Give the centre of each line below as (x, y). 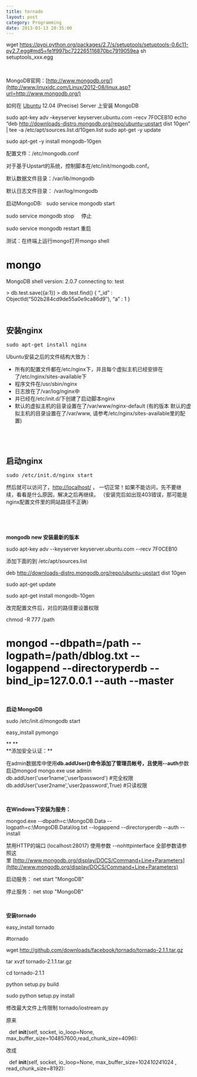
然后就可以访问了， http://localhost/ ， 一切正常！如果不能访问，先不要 (91, 487)
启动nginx (24, 461)
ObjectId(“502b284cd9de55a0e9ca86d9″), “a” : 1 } (68, 299)
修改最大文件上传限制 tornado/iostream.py (57, 1008)
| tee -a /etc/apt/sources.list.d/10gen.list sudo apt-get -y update (84, 130)
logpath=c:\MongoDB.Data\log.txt (47, 828)
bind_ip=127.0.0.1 (49, 681)
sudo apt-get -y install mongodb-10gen (54, 141)
